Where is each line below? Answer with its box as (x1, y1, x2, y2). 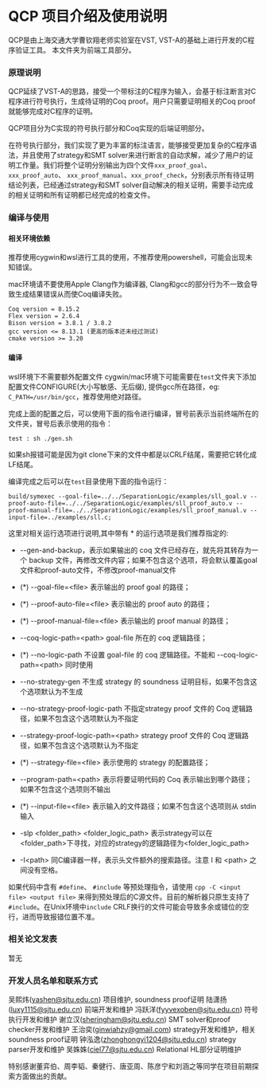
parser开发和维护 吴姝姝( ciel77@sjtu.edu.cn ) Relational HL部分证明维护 (8, 1045, 242, 1055)
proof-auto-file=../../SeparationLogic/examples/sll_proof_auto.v (8, 499, 233, 507)
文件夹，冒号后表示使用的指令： (8, 418, 113, 428)
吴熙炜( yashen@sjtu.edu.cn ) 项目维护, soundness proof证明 (8, 995, 205, 1004)
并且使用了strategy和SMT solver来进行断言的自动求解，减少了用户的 (21, 151, 247, 160)
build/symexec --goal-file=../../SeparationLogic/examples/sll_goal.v (8, 492, 247, 501)
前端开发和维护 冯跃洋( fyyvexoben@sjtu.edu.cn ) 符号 (84, 1005, 258, 1015)
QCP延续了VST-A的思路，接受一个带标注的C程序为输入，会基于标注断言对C (8, 87, 257, 96)
